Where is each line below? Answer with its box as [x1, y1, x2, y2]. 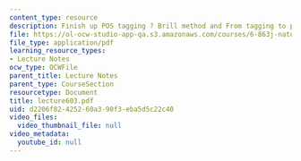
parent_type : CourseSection [9, 80, 115, 89]
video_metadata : [9, 130, 70, 139]
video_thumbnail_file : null [17, 122, 123, 131]
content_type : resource [9, 13, 99, 22]
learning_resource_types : [9, 47, 106, 55]
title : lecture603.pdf [9, 96, 94, 106]
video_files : [9, 113, 58, 122]
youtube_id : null [17, 138, 82, 147]
